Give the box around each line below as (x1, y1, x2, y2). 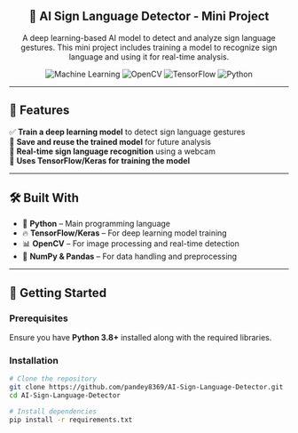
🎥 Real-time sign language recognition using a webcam (9, 146, 216, 156)
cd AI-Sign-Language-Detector (9, 391, 122, 400)
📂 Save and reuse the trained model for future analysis (9, 136, 211, 147)
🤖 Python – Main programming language (21, 219, 171, 229)
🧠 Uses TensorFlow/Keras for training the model (9, 155, 191, 165)
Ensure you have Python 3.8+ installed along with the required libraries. (9, 333, 272, 343)
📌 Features (9, 103, 70, 118)
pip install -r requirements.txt (9, 415, 133, 424)
